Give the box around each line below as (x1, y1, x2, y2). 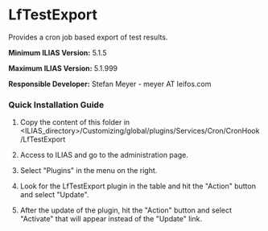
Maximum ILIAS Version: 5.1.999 (8, 63, 118, 73)
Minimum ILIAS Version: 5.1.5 (8, 47, 107, 57)
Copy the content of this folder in (19, 118, 130, 127)
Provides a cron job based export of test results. (8, 32, 168, 42)
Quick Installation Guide (8, 99, 105, 110)
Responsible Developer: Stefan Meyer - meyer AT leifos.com (8, 79, 212, 89)
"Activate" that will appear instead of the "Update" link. (19, 214, 203, 224)
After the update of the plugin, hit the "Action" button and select (19, 205, 232, 215)
